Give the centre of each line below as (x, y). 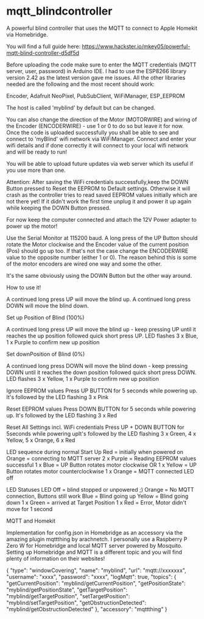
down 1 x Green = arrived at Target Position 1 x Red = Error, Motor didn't (97, 502)
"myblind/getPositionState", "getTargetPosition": (67, 590)
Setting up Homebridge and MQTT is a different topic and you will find (94, 552)
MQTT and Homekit (31, 521)
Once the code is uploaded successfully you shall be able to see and (93, 132)
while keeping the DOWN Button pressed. (58, 208)
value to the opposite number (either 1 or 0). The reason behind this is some (101, 257)
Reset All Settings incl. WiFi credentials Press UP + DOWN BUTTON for (95, 427)
